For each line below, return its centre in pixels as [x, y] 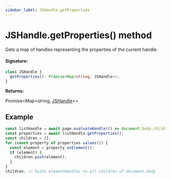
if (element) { [26, 152]
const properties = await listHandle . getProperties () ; [65, 134]
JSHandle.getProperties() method [79, 35]
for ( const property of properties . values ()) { [57, 143]
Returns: [15, 91]
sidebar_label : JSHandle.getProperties [48, 10]
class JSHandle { [24, 72]
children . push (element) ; [41, 157]
